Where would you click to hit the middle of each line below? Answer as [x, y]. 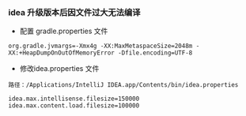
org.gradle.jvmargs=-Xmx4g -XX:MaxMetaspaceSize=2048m [100, 46]
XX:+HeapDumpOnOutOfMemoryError [61, 53]
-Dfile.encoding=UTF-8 [155, 53]
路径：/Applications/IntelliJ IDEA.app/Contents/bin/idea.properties [123, 85]
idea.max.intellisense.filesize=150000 [74, 99]
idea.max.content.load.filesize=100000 [74, 106]
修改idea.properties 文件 [59, 69]
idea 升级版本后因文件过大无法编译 [74, 12]
